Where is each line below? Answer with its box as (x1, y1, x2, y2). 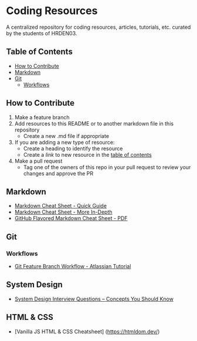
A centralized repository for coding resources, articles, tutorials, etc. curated (6, 23, 191, 31)
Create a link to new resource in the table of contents (23, 151, 152, 158)
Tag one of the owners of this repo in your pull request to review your (23, 163, 191, 171)
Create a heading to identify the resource (23, 145, 123, 152)
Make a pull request (14, 157, 63, 164)
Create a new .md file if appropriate (23, 132, 110, 139)
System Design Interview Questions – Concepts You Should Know (14, 295, 174, 302)
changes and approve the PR (23, 170, 94, 177)
